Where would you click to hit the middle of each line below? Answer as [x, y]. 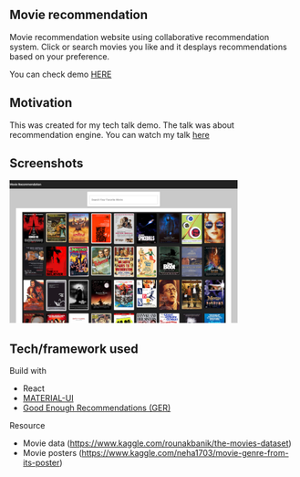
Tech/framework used [74, 349]
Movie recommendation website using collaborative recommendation [140, 37]
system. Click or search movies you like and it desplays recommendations [148, 47]
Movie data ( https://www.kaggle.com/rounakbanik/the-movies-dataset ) [157, 443]
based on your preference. [60, 56]
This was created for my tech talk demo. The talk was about [122, 125]
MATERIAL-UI [48, 398]
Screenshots [47, 164]
